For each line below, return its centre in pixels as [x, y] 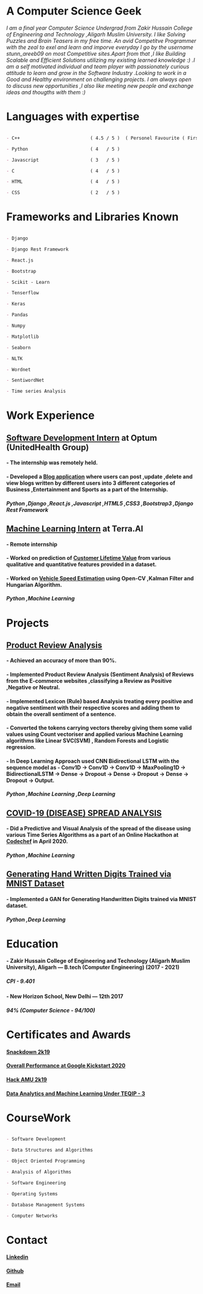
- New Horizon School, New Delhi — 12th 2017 [65, 996]
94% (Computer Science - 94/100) [51, 1010]
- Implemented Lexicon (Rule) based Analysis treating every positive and [100, 701]
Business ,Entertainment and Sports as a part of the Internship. [87, 489]
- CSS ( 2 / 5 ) [63, 193]
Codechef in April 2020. [37, 841]
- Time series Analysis [36, 392]
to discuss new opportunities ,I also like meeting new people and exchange [100, 85]
